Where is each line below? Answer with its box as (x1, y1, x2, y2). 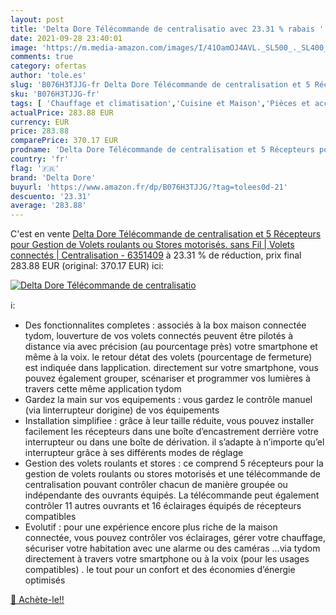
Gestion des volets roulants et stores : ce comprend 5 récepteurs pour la (24, 457, 324, 470)
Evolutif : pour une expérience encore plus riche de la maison (24, 521, 278, 533)
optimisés (24, 574, 66, 586)
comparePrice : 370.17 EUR (10, 136, 118, 146)
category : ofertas (10, 61, 87, 71)
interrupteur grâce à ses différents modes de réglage (24, 447, 244, 459)
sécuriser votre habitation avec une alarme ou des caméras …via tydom (24, 542, 321, 555)
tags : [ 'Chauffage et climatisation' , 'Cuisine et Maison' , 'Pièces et (10, 98, 311, 108)
